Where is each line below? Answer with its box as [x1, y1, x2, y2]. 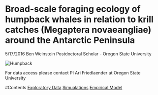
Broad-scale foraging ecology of [5, 3, 141, 15]
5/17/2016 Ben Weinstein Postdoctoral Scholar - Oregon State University [5, 50, 152, 57]
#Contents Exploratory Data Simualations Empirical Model [5, 84, 123, 90]
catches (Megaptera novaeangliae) [5, 24, 152, 35]
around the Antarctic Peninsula [5, 35, 135, 46]
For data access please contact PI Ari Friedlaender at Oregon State [5, 70, 141, 75]
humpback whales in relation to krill [5, 14, 154, 25]
